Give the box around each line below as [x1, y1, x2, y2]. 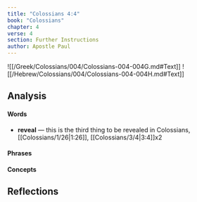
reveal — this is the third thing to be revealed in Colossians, [17, 125, 191, 134]
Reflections [7, 186, 59, 198]
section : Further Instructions [7, 37, 99, 44]
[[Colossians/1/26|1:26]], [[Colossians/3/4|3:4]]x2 [17, 133, 163, 141]
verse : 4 [7, 30, 33, 37]
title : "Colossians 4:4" [7, 10, 80, 18]
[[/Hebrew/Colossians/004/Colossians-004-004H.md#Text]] [7, 70, 184, 78]
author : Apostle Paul [7, 43, 71, 50]
